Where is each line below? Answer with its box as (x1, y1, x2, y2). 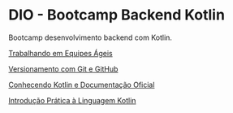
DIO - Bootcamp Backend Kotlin (8, 6, 226, 24)
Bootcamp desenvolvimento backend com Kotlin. (8, 33, 173, 42)
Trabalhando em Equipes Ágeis (8, 48, 113, 58)
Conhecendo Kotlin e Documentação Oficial (8, 80, 155, 89)
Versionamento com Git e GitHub (8, 63, 119, 74)
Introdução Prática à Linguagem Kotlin (8, 95, 136, 105)
